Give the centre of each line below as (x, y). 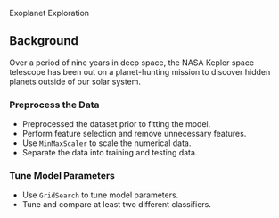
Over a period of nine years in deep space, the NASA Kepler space (132, 63)
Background (44, 41)
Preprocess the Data (54, 105)
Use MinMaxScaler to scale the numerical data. (107, 143)
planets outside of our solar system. (75, 81)
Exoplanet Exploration (49, 13)
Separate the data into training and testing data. (110, 153)
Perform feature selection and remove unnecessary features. (134, 134)
